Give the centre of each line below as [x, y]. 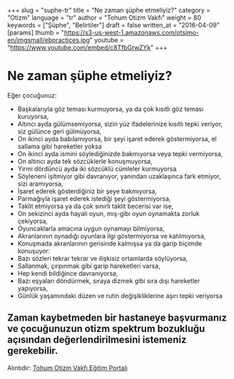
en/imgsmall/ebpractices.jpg [48, 40]
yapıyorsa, [32, 288]
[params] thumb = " [36, 32]
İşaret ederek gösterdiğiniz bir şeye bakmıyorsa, [87, 191]
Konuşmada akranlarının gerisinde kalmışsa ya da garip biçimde [110, 243]
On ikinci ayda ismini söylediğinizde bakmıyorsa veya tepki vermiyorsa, [120, 153]
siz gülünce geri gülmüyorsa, [59, 131]
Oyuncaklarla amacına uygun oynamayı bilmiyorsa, [91, 229]
